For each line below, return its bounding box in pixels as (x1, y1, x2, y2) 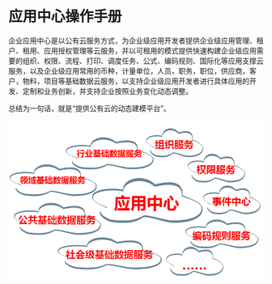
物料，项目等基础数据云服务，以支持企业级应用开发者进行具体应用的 (22, 76, 249, 86)
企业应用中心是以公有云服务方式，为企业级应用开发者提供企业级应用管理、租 (8, 36, 264, 45)
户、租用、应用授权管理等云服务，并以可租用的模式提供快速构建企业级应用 (8, 45, 257, 55)
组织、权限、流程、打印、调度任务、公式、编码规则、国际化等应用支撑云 (22, 56, 264, 66)
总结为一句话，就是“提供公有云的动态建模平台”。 (8, 103, 172, 113)
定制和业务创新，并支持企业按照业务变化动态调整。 (22, 86, 193, 95)
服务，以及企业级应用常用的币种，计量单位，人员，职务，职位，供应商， (8, 66, 249, 75)
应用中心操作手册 (8, 7, 123, 26)
